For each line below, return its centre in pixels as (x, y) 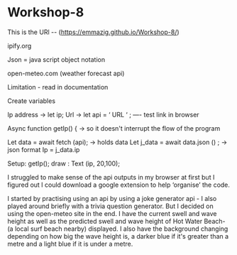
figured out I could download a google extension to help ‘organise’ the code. (119, 185)
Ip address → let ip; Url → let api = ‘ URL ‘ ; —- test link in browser (104, 114)
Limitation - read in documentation (58, 87)
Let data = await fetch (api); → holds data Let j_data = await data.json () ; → (117, 142)
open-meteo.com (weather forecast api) (66, 73)
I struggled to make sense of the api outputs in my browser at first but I (111, 177)
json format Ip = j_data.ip (44, 149)
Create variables (31, 101)
